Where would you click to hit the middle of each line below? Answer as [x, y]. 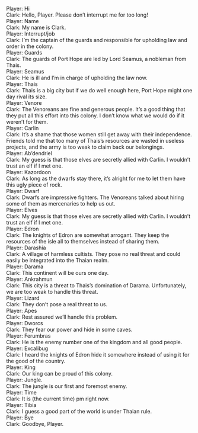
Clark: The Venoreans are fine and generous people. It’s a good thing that [96, 109]
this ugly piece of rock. [34, 185]
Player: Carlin [23, 128]
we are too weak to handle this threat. [52, 292]
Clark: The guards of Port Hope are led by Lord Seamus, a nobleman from [96, 59]
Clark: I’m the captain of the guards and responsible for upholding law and [97, 40]
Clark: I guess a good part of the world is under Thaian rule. [79, 411]
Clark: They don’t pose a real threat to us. [57, 304]
